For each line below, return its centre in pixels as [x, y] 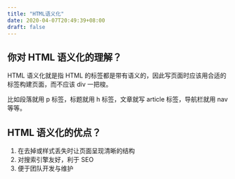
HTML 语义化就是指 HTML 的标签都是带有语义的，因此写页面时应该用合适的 [117, 75]
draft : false [26, 27]
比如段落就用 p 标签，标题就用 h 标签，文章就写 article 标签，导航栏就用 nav [118, 99]
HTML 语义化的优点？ [55, 132]
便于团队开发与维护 [45, 168]
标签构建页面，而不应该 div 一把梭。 [60, 85]
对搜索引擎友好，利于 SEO [55, 160]
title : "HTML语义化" [36, 14]
